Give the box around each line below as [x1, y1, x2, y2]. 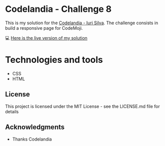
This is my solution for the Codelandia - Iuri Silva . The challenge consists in [5, 20, 158, 26]
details [5, 108, 19, 114]
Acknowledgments [5, 123, 65, 132]
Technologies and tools [5, 54, 103, 65]
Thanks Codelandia [12, 136, 52, 142]
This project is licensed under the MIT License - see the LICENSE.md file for [5, 103, 160, 109]
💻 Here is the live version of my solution [5, 35, 88, 41]
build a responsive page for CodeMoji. [5, 25, 83, 31]
